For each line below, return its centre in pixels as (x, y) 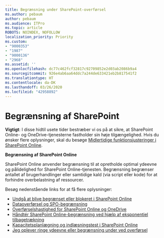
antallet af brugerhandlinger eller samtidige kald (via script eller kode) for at (81, 175)
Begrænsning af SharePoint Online (41, 155)
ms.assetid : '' (21, 64)
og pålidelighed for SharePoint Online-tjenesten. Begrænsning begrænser (80, 169)
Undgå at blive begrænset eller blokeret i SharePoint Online (72, 199)
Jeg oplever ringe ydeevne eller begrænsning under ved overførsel (80, 230)
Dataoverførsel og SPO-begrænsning (50, 204)
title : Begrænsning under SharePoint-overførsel (56, 10)
